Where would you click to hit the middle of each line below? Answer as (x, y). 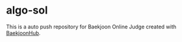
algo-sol (27, 10)
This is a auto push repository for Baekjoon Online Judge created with (91, 27)
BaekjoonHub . (23, 33)
